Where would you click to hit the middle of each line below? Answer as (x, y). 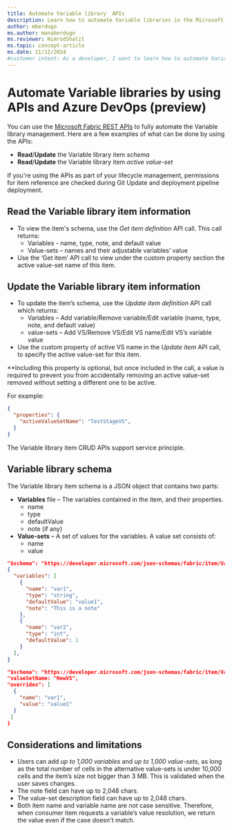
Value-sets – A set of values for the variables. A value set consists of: (116, 536)
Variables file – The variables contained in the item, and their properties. (120, 499)
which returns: (38, 311)
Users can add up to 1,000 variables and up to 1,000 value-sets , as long (119, 762)
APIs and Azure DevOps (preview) (107, 107)
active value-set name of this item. (66, 265)
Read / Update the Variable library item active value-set (95, 162)
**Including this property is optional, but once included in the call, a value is (116, 368)
